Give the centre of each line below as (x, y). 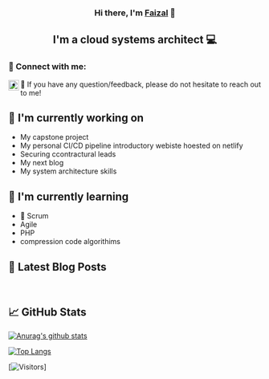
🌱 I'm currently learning (69, 196)
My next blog (42, 163)
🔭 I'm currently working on (76, 118)
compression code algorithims (70, 242)
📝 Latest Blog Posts (57, 267)
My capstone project (54, 137)
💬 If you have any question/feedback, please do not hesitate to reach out (141, 84)
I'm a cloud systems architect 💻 (135, 40)
